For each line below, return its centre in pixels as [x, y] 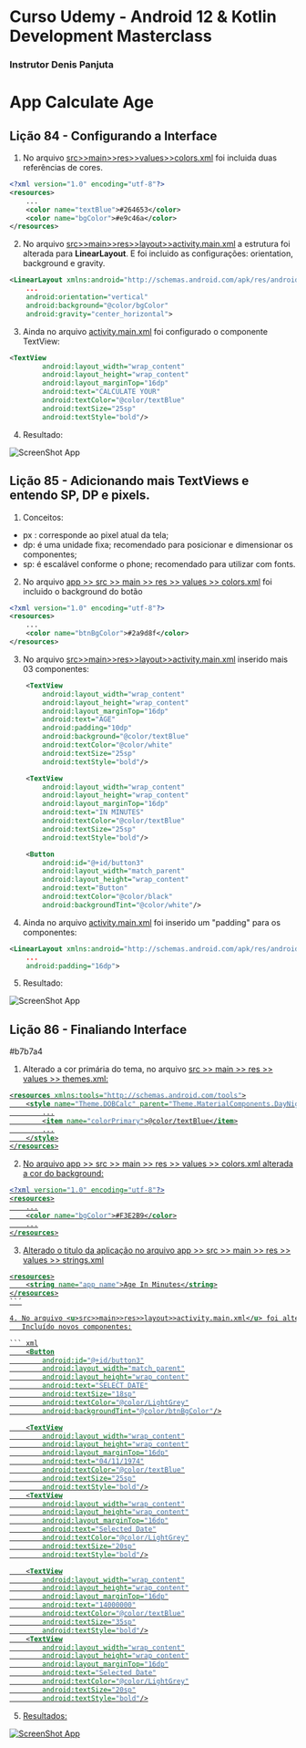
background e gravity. [64, 264]
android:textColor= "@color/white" [107, 745]
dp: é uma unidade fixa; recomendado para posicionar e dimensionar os [158, 544]
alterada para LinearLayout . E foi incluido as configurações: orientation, [158, 253]
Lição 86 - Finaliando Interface [98, 1029]
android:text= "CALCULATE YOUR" [102, 392]
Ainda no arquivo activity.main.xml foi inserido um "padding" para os [151, 922]
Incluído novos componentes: [76, 1327]
